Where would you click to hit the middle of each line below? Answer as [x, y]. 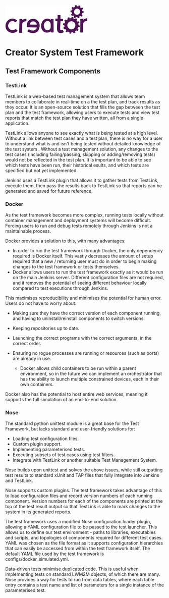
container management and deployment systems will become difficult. [78, 221]
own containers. [37, 385]
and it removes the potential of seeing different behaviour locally [80, 283]
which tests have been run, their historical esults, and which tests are [77, 165]
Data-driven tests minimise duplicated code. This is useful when [72, 569]
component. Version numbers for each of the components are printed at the [84, 501]
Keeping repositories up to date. [46, 329]
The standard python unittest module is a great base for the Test [72, 423]
